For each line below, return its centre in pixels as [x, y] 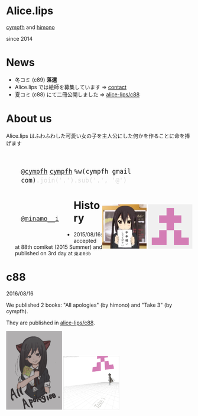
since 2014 [20, 38]
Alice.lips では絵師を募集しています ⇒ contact [71, 87]
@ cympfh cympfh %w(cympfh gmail [76, 171]
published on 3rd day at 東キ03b [53, 253]
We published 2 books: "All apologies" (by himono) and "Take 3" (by [89, 305]
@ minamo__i [40, 219]
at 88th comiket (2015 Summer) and [58, 247]
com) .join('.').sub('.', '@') [74, 180]
